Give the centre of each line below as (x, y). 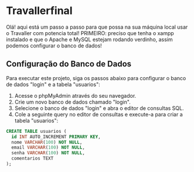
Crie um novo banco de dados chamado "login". (72, 102)
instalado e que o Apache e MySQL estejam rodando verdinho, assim (89, 39)
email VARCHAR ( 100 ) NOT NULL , (48, 147)
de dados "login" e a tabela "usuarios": (53, 84)
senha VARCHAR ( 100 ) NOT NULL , (48, 153)
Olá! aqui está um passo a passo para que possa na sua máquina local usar (97, 27)
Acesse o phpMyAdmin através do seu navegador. (75, 95)
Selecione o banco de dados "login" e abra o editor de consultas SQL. (99, 108)
